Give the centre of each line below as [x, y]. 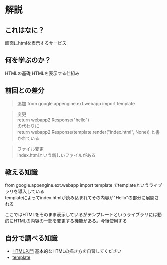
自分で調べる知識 [31, 238]
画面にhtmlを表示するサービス [36, 43]
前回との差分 [25, 91]
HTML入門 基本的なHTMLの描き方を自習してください [67, 251]
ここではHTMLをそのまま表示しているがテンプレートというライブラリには [81, 215]
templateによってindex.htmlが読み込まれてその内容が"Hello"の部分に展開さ [82, 198]
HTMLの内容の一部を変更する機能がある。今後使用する [70, 221]
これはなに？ [25, 30]
